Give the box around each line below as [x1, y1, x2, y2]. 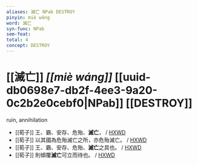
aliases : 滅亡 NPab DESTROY [6, 8, 76, 15]
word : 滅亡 [6, 20, 32, 26]
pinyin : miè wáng [6, 14, 50, 20]
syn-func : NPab [6, 25, 45, 32]
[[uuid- [114, 71, 151, 84]
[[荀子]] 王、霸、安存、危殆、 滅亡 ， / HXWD [15, 128, 126, 136]
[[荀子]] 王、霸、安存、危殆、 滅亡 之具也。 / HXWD [15, 143, 142, 151]
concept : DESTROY [6, 43, 50, 49]
